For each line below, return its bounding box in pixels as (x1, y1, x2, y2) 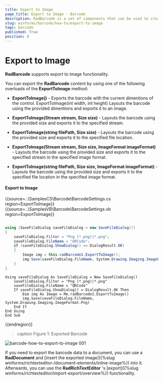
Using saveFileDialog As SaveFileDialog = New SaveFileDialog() (5, 275, 138, 280)
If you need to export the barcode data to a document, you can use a (5, 349, 143, 355)
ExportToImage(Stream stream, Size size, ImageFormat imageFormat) (12, 144, 156, 149)
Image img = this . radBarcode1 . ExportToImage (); (22, 252, 120, 257)
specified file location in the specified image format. (12, 174, 116, 180)
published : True (5, 30, 38, 34)
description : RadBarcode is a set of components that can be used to (5, 16, 149, 21)
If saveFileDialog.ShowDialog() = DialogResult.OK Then (14, 287, 130, 292)
